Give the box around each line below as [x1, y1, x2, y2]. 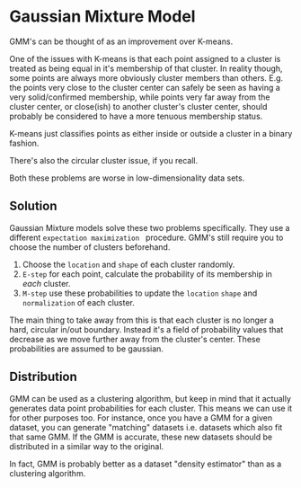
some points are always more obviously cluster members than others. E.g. [9, 72, 284, 83]
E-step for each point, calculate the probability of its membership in [22, 268, 272, 279]
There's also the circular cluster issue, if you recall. [9, 155, 199, 165]
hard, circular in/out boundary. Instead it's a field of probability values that [9, 324, 284, 334]
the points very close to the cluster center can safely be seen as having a [9, 82, 280, 93]
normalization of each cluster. [22, 297, 135, 307]
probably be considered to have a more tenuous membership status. [9, 111, 263, 121]
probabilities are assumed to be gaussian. [9, 343, 164, 354]
